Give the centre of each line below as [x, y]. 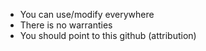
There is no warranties [66, 25]
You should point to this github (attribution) [108, 35]
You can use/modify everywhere [87, 14]
